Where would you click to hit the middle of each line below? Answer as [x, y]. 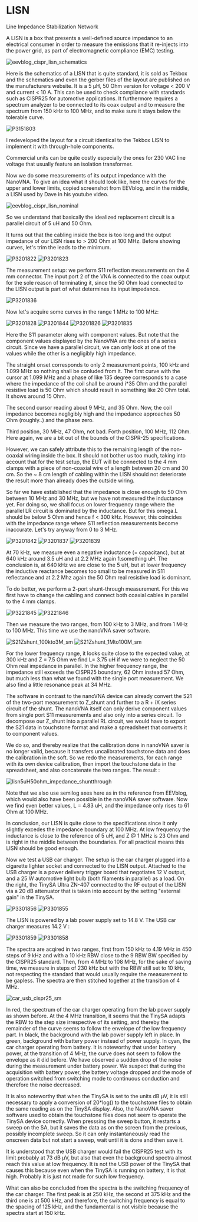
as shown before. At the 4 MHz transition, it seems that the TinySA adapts [96, 1016]
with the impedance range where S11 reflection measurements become [92, 523]
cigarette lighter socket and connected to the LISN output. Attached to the [96, 866]
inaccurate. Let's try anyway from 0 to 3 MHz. [62, 529]
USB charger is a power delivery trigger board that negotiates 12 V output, [96, 872]
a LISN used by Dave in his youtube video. [57, 194]
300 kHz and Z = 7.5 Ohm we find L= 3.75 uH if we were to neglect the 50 [95, 659]
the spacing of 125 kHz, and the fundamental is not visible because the [92, 1207]
